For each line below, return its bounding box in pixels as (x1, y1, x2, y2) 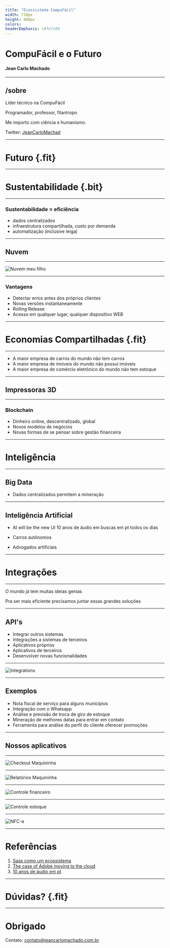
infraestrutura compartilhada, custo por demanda (12, 223, 116, 229)
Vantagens (5, 283, 33, 290)
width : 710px (5, 12, 33, 17)
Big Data (5, 478, 33, 486)
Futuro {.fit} (5, 152, 56, 163)
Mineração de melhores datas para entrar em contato (12, 716, 124, 722)
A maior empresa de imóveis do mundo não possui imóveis (12, 360, 136, 366)
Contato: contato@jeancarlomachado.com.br (5, 937, 100, 943)
